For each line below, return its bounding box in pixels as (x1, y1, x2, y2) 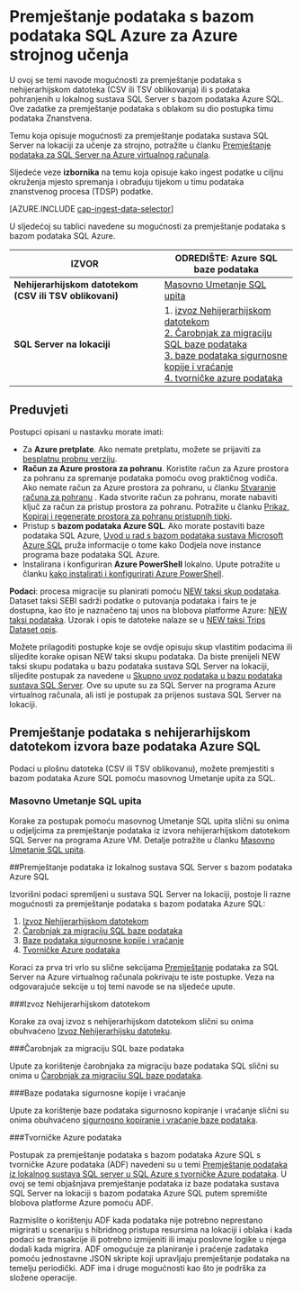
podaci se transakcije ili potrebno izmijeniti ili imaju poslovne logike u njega (9, 1233, 287, 1244)
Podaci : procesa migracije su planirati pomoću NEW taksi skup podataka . (9, 586, 281, 596)
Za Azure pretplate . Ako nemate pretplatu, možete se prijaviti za (22, 443, 262, 454)
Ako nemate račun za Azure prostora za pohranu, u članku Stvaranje (22, 482, 277, 493)
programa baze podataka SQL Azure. (22, 549, 160, 560)
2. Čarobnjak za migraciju (164, 326, 272, 339)
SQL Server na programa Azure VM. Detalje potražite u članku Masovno (9, 834, 276, 845)
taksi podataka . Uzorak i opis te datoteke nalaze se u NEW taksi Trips (9, 614, 266, 625)
